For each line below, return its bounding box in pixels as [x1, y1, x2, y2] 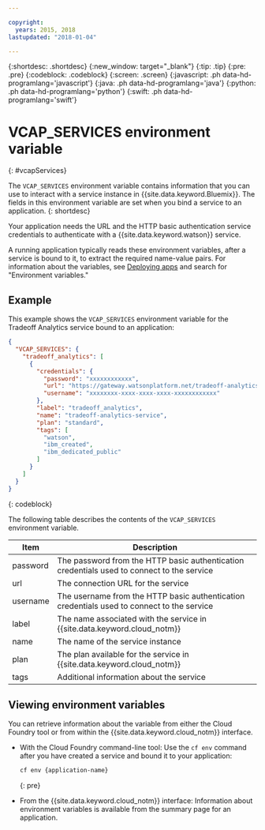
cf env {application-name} [19, 767, 109, 775]
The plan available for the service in [57, 648, 189, 659]
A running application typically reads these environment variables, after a [8, 246, 246, 255]
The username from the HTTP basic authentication [57, 590, 245, 601]
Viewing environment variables [8, 698, 166, 712]
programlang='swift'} [8, 96, 77, 105]
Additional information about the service [57, 671, 207, 682]
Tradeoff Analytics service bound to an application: [8, 323, 175, 332]
